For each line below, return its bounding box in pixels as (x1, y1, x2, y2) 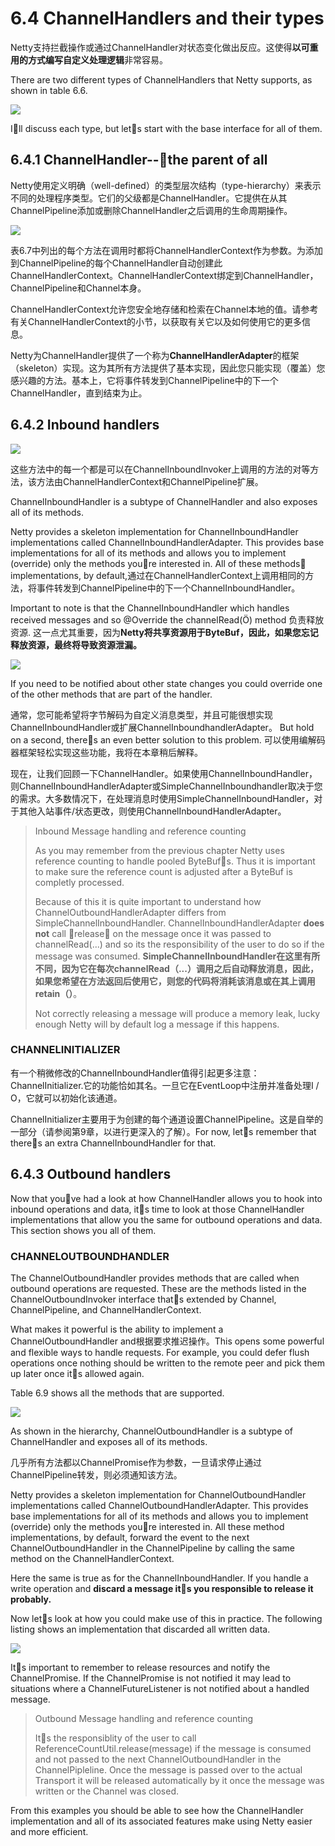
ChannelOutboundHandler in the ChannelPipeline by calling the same (10, 1542, 295, 1554)
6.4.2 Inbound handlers (10, 417, 160, 434)
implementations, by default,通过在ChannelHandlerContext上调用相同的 (10, 569, 306, 581)
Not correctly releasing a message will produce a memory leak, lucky (34, 1007, 321, 1019)
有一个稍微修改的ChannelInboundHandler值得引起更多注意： (10, 1067, 260, 1079)
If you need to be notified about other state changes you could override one (10, 677, 323, 689)
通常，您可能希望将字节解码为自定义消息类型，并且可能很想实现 (10, 708, 273, 721)
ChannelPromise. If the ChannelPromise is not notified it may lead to (10, 1672, 292, 1684)
